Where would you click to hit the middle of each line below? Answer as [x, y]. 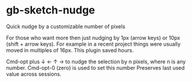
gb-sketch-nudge [51, 10]
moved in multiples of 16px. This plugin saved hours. [70, 50]
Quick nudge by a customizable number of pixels [66, 26]
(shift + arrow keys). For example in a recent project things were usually [94, 44]
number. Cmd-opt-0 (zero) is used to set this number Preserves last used [95, 67]
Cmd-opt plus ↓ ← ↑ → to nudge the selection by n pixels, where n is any [96, 61]
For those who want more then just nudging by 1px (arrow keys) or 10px [93, 37]
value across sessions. [34, 74]
